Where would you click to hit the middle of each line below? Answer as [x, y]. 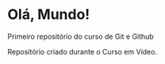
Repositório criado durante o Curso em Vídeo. [82, 51]
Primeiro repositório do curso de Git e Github [81, 36]
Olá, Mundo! [49, 15]
